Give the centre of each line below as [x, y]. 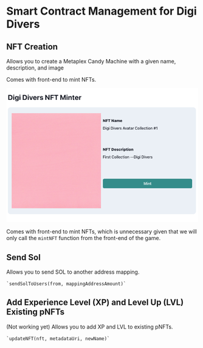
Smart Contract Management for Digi [101, 11]
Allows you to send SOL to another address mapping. [73, 272]
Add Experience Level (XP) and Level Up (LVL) [95, 303]
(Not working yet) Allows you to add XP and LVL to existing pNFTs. [90, 327]
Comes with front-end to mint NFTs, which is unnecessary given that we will [102, 232]
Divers [23, 24]
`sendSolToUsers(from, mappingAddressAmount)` [66, 284]
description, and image [35, 68]
